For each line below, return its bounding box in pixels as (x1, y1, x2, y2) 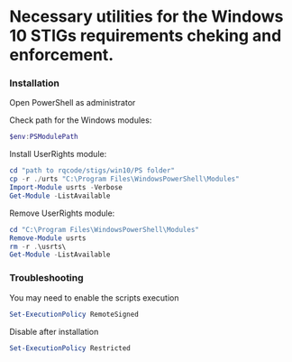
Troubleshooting (9, 272, 84, 284)
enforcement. (9, 45, 114, 65)
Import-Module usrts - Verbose (9, 183, 123, 192)
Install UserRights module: (9, 149, 107, 160)
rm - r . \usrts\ (9, 242, 67, 251)
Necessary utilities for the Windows (9, 6, 284, 27)
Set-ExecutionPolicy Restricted (9, 343, 131, 353)
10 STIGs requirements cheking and (9, 25, 282, 46)
